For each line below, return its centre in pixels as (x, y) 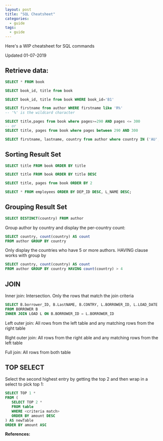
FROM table (23, 407)
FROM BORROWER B (21, 309)
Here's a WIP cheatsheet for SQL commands (50, 46)
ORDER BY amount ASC (26, 425)
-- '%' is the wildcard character (40, 113)
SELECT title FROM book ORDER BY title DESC (51, 175)
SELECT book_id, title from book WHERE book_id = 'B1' (60, 99)
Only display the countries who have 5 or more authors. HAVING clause (77, 250)
